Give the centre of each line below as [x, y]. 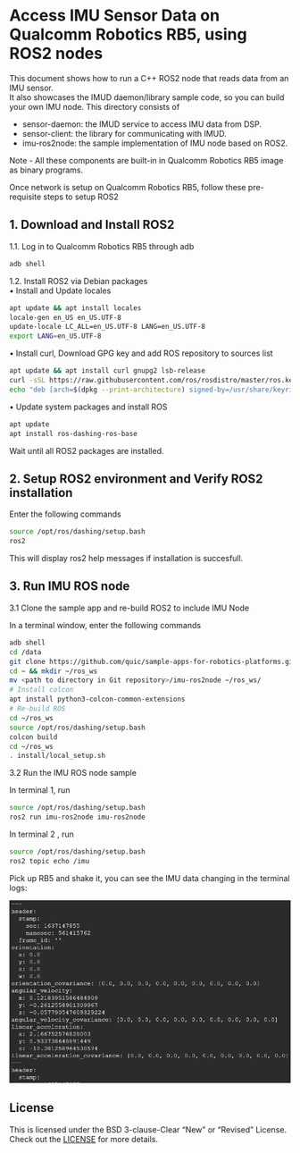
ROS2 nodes [56, 54]
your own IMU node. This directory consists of [95, 106]
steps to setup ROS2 [81, 197]
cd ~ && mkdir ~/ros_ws [54, 671]
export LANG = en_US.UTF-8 [55, 336]
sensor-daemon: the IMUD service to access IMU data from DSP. [142, 124]
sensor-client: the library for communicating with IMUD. [125, 133]
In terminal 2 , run [42, 834]
